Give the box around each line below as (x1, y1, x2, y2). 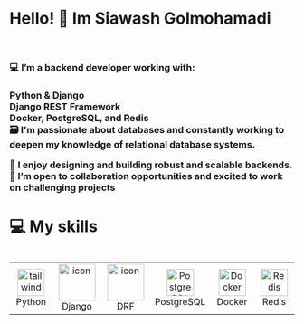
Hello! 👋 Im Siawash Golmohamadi (9, 8, 271, 29)
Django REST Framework (9, 100, 121, 112)
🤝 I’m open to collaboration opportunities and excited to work (9, 170, 283, 183)
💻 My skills (9, 216, 98, 237)
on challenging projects (9, 181, 116, 194)
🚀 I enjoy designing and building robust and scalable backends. (9, 158, 293, 171)
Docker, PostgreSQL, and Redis (9, 111, 149, 124)
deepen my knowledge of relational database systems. (9, 138, 256, 150)
